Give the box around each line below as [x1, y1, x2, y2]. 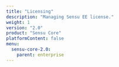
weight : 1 [6, 19, 30, 25]
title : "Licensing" [6, 8, 54, 15]
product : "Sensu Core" [6, 30, 62, 36]
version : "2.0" [6, 24, 43, 31]
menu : [6, 41, 19, 47]
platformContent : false [6, 36, 64, 41]
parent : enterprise [16, 52, 64, 58]
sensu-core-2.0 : [11, 47, 51, 52]
